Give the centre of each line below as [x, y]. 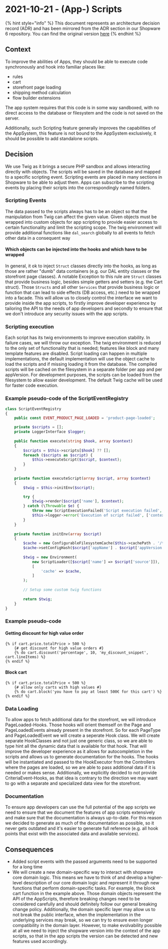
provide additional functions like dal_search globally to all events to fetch [80, 232]
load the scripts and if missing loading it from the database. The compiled [81, 364]
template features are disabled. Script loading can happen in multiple [76, 353]
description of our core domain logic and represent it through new [91, 883]
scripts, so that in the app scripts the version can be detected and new [85, 936]
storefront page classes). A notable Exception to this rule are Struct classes [83, 277]
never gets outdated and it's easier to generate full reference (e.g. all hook [82, 828]
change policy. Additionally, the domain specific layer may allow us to [84, 909]
